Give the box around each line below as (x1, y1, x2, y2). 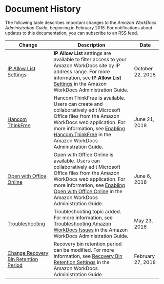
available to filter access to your (53, 56, 127, 63)
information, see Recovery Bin (53, 253, 123, 260)
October (134, 65, 153, 72)
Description (77, 42, 106, 48)
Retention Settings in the (53, 259, 110, 265)
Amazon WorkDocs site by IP (53, 62, 120, 69)
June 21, (134, 116, 155, 123)
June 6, (134, 173, 152, 179)
